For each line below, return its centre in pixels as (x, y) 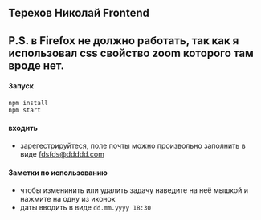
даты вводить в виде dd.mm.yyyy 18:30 (85, 207)
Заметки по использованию (58, 173)
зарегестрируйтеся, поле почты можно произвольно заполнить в (133, 146)
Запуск (21, 86)
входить (23, 128)
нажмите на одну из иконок (67, 199)
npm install (28, 103)
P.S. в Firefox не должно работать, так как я (124, 41)
